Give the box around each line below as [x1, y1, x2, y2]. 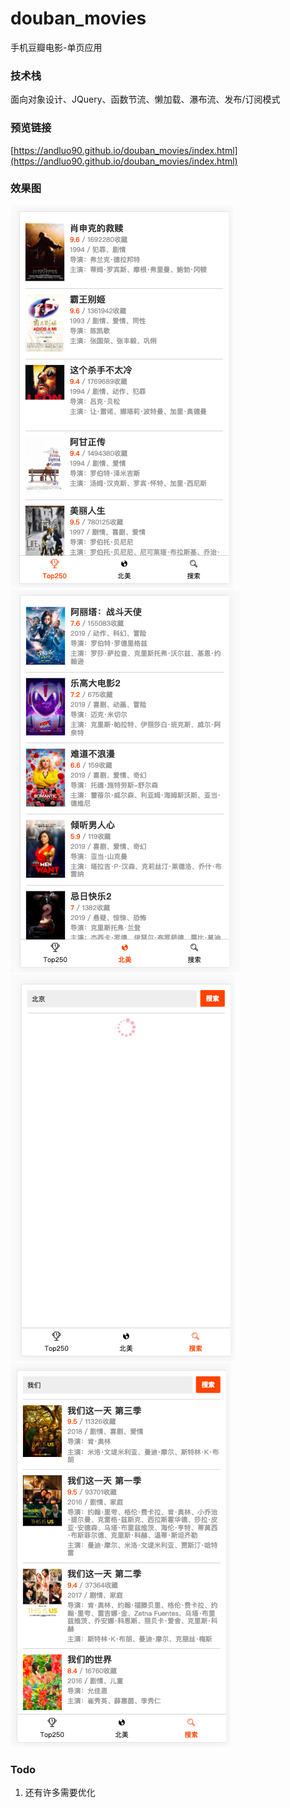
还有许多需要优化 [24, 1787, 96, 1799]
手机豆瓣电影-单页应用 [10, 41, 103, 53]
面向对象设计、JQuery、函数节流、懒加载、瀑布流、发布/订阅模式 [10, 93, 281, 106]
